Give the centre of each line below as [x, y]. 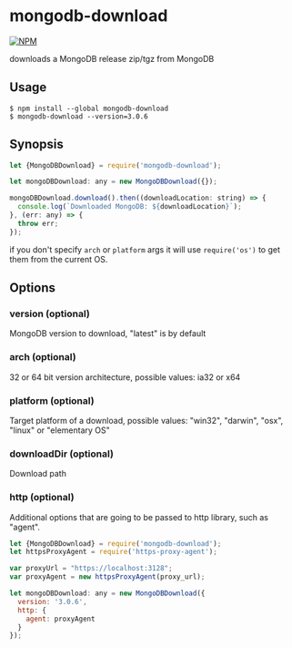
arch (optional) [43, 357]
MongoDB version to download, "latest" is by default [108, 334]
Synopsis [36, 144]
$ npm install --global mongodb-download [89, 108]
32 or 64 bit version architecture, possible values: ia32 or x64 [125, 377]
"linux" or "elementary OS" [60, 430]
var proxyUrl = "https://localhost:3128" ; [91, 569]
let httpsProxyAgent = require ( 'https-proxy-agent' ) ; [114, 552]
